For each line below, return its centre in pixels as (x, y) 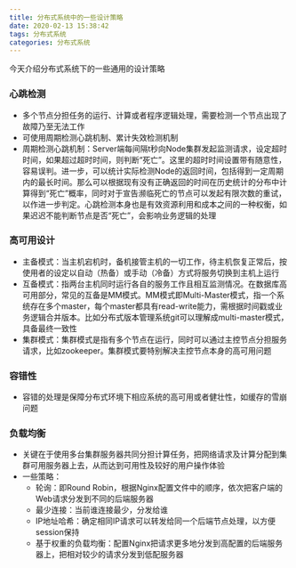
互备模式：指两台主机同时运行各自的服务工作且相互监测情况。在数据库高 (154, 284)
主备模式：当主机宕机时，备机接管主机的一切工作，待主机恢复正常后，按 (154, 261)
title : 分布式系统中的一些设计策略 (66, 17)
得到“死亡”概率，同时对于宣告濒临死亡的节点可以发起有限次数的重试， (158, 193)
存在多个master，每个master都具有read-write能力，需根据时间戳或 (152, 306)
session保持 (57, 532)
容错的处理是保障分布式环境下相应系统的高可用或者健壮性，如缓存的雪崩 (154, 397)
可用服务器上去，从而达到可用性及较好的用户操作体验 (127, 466)
